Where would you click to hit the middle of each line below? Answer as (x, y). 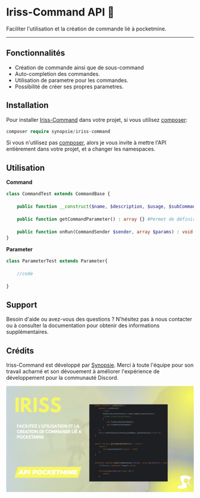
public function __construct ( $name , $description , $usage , (92, 207)
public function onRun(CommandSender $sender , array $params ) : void (105, 232)
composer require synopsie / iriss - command (58, 131)
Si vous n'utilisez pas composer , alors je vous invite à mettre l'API (86, 143)
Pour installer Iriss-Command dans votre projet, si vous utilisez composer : (97, 119)
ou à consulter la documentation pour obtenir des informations (83, 325)
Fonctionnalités (36, 53)
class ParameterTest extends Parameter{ (57, 261)
